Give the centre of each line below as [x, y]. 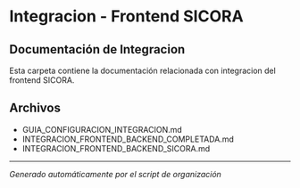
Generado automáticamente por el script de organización [115, 174]
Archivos [35, 108]
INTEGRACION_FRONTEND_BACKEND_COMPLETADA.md [128, 139]
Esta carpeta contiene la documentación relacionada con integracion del [143, 70]
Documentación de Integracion [97, 49]
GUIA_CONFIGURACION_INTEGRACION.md [102, 129]
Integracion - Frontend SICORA [126, 16]
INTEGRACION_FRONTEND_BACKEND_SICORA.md [116, 148]
